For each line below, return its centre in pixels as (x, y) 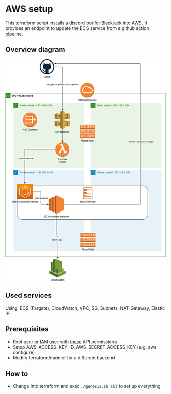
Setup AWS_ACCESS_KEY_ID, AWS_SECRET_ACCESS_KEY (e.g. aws (84, 347)
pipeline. (14, 34)
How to (17, 374)
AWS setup (29, 9)
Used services (28, 296)
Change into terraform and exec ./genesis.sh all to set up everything (87, 386)
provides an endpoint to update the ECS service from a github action (77, 28)
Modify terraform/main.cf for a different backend (64, 358)
